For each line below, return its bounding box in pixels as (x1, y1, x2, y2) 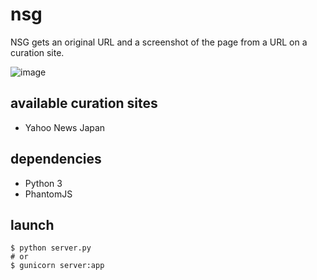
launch (10, 216, 55, 233)
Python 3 (24, 177, 63, 189)
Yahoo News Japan (24, 121, 106, 133)
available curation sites (10, 95, 158, 112)
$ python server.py (10, 243, 92, 253)
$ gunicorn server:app (10, 261, 105, 271)
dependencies (10, 151, 102, 168)
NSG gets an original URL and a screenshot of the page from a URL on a (10, 36, 308, 48)
